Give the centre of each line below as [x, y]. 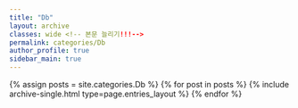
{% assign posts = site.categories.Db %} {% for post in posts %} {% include [149, 84]
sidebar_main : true [46, 59]
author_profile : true [50, 51]
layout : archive [39, 26]
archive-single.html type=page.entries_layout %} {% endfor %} [126, 94]
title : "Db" [31, 17]
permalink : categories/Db [57, 42]
